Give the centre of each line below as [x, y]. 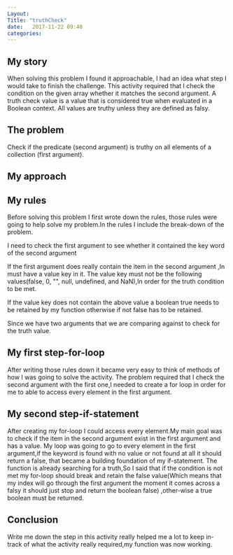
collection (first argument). [45, 154]
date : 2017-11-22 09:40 [45, 27]
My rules [27, 200]
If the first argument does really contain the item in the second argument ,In [116, 267]
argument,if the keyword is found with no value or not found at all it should [114, 453]
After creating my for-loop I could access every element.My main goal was [115, 430]
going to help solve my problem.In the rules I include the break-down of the [116, 225]
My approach [37, 177]
